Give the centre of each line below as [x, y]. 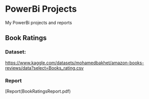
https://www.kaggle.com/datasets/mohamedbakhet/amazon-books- [74, 63]
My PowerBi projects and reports [39, 23]
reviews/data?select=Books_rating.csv [44, 68]
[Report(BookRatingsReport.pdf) [38, 91]
